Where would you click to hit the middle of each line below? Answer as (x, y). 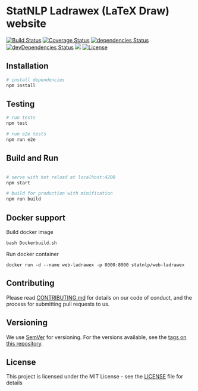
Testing (21, 104)
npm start (18, 183)
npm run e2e (21, 139)
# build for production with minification (59, 193)
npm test (17, 124)
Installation (27, 66)
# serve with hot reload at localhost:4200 (61, 177)
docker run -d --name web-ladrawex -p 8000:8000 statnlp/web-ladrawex (95, 265)
